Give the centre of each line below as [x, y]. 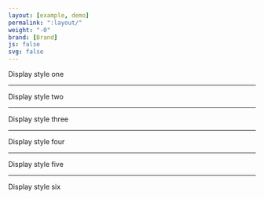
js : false [24, 45]
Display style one [36, 74]
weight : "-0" [29, 30]
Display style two [36, 96]
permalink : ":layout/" [45, 23]
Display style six [35, 186]
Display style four [37, 141]
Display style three [38, 119]
